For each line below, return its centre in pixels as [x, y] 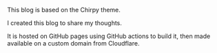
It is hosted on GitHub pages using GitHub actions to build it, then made [109, 36]
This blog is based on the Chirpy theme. [64, 10]
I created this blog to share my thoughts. [65, 23]
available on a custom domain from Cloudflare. [73, 43]
